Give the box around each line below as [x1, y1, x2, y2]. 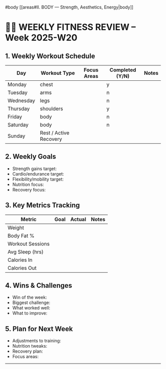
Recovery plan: [12, 348, 43, 354]
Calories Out [7, 264, 37, 271]
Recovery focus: [12, 186, 46, 192]
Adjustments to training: [12, 338, 61, 344]
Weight [7, 224, 24, 231]
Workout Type [41, 69, 75, 76]
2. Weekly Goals [5, 152, 56, 161]
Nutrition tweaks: [12, 343, 47, 349]
